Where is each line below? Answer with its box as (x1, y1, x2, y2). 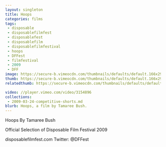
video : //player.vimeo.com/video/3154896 (5, 90, 92, 95)
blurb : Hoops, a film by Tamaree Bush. (5, 103, 87, 109)
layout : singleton (5, 7, 43, 12)
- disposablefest (7, 35, 43, 40)
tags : (5, 21, 16, 26)
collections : (5, 95, 32, 99)
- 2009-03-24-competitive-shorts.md (7, 99, 83, 104)
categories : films (5, 16, 43, 21)
